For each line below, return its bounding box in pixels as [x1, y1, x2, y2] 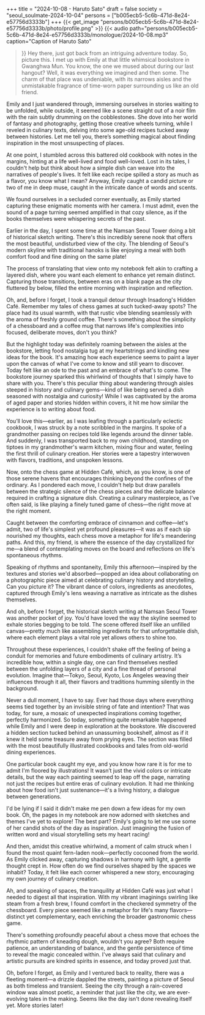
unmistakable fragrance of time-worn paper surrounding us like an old [21, 82, 199, 89]
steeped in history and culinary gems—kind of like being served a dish [6, 386, 184, 393]
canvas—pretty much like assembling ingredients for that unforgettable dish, [6, 627, 199, 634]
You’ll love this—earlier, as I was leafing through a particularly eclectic [6, 417, 184, 425]
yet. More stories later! [6, 1002, 64, 1009]
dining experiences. [6, 749, 56, 756]
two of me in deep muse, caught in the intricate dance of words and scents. [6, 184, 198, 191]
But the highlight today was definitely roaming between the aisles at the [6, 341, 187, 348]
